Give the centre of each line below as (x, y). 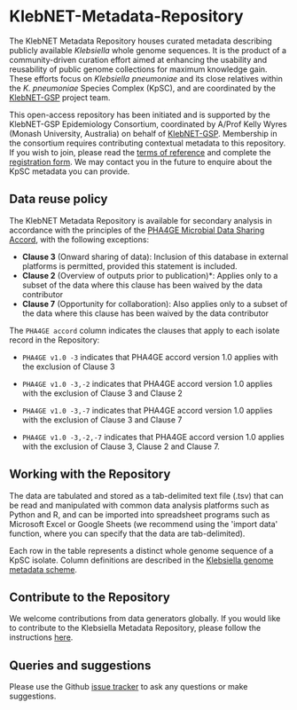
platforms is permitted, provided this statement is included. (129, 266)
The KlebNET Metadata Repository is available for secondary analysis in (141, 220)
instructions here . (41, 637)
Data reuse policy (59, 199)
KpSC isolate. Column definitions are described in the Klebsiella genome (141, 560)
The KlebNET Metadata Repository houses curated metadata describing (141, 41)
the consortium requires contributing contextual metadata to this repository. (148, 143)
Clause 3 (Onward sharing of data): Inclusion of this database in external (155, 256)
